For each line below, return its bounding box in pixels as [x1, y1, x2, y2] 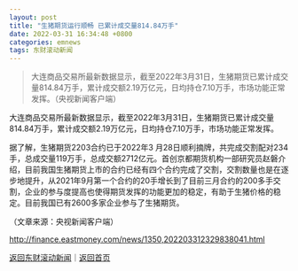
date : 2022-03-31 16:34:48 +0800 [9, 29, 133, 38]
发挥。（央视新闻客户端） [30, 94, 122, 105]
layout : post [9, 12, 58, 22]
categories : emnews [9, 37, 82, 47]
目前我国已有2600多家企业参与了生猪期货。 [24, 197, 184, 208]
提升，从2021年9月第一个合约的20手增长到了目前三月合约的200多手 [24, 175, 273, 186]
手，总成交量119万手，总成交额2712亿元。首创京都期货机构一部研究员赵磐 [9, 153, 278, 164]
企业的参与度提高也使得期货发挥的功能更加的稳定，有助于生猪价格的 [24, 187, 273, 197]
